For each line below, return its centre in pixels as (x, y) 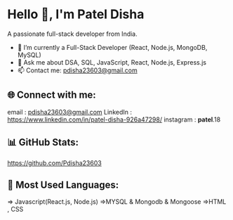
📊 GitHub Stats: (43, 142)
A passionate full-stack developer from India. (73, 34)
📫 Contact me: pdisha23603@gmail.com (78, 70)
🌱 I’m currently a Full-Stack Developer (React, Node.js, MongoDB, (112, 47)
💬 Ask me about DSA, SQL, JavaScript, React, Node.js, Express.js (112, 62)
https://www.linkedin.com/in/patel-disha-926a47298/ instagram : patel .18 (114, 119)
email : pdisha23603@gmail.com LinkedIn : (69, 112)
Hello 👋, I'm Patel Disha (76, 14)
